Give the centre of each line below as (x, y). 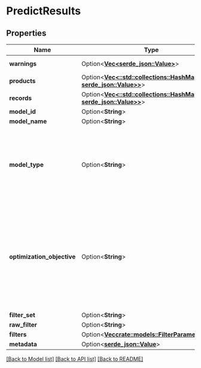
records (21, 98)
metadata (23, 344)
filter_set (22, 315)
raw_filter (23, 325)
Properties (26, 33)
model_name (28, 121)
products (22, 81)
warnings (23, 64)
